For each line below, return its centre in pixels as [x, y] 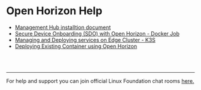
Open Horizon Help [54, 11]
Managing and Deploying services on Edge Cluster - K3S [85, 40]
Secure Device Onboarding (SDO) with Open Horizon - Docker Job [97, 33]
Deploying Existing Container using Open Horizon [76, 46]
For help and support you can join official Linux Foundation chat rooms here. [100, 81]
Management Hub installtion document [63, 27]
